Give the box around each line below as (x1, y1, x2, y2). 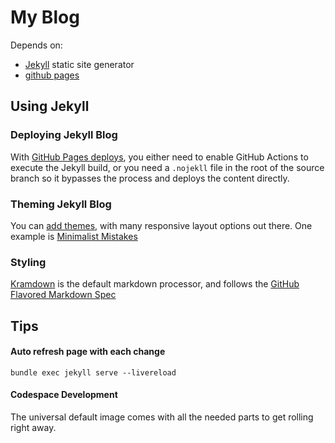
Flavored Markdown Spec (10, 289, 117, 301)
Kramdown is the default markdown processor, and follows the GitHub (10, 278, 300, 290)
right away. (10, 422, 57, 434)
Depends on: (10, 39, 63, 51)
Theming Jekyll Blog (10, 197, 112, 211)
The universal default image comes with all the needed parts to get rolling (10, 411, 314, 423)
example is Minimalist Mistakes (10, 230, 138, 242)
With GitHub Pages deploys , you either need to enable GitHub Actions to (10, 151, 309, 163)
